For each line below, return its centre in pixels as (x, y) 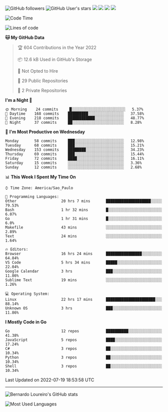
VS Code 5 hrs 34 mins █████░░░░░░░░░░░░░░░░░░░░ (84, 263)
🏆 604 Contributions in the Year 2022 (57, 47)
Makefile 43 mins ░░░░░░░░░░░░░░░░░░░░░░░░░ (84, 228)
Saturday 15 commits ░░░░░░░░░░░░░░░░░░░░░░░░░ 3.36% (73, 163)
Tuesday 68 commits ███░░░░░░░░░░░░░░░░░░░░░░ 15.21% (74, 145)
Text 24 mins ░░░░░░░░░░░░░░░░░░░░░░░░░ (84, 236)
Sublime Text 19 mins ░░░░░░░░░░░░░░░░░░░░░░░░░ (84, 280)
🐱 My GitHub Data (25, 37)
